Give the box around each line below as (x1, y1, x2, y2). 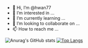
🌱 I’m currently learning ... (12, 15, 66, 21)
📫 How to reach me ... (12, 26, 59, 32)
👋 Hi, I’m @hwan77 (12, 5, 51, 10)
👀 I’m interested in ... (12, 10, 55, 16)
